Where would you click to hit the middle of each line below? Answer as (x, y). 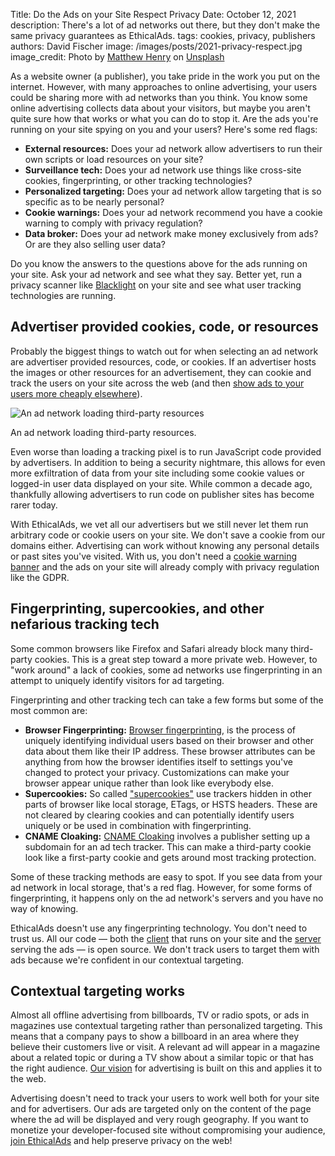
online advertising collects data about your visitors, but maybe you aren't (160, 108)
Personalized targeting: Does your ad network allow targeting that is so (173, 191)
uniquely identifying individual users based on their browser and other (169, 740)
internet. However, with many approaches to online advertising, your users (164, 87)
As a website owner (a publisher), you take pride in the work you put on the (165, 76)
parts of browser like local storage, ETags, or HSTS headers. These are (171, 804)
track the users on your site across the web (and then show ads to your (157, 383)
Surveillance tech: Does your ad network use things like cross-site (163, 170)
